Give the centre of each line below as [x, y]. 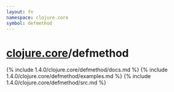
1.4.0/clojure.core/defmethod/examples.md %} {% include [79, 76]
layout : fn [20, 12]
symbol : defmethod [29, 23]
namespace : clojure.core [37, 18]
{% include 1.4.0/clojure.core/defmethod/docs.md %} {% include [87, 70]
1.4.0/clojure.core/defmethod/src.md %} [56, 83]
